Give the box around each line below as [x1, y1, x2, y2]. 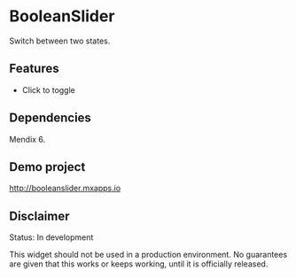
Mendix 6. [9, 134, 46, 144]
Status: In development [9, 232, 94, 243]
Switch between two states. [9, 35, 111, 46]
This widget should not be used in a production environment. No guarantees [9, 250, 288, 260]
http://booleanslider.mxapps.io [9, 183, 121, 194]
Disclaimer [9, 208, 70, 223]
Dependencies [9, 111, 91, 126]
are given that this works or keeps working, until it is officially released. [9, 259, 269, 269]
